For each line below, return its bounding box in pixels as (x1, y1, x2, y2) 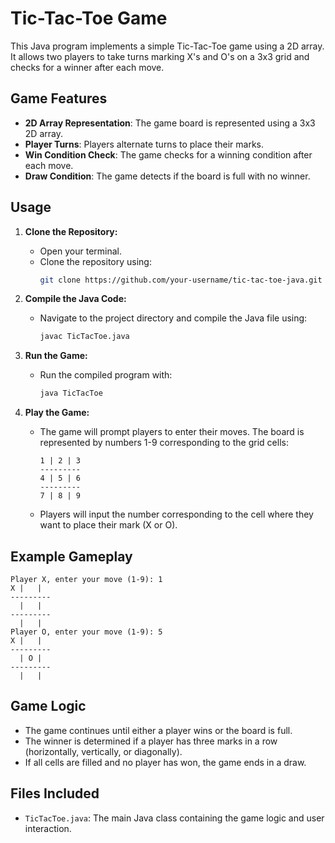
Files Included (10, 785, 100, 802)
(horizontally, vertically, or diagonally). (24, 745, 183, 757)
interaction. (24, 822, 72, 834)
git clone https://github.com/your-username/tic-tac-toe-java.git (39, 275, 323, 285)
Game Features (10, 90, 108, 107)
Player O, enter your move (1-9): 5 (10, 627, 163, 637)
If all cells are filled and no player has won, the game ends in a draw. (24, 756, 307, 768)
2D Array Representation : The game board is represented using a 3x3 (24, 117, 316, 129)
